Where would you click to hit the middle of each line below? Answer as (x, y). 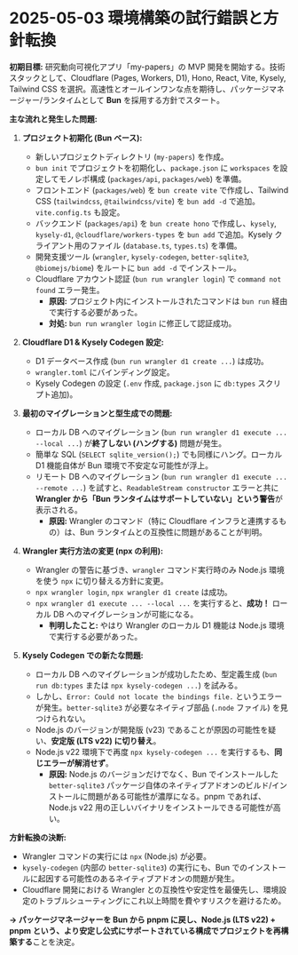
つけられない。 (63, 718)
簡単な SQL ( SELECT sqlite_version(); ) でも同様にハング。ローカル (158, 454)
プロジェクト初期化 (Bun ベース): (82, 138)
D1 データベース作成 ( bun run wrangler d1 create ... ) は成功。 (152, 361)
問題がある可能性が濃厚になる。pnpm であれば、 (176, 796)
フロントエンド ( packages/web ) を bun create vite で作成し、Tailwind (162, 190)
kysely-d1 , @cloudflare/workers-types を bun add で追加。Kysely (154, 234)
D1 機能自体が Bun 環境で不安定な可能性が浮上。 (124, 465)
